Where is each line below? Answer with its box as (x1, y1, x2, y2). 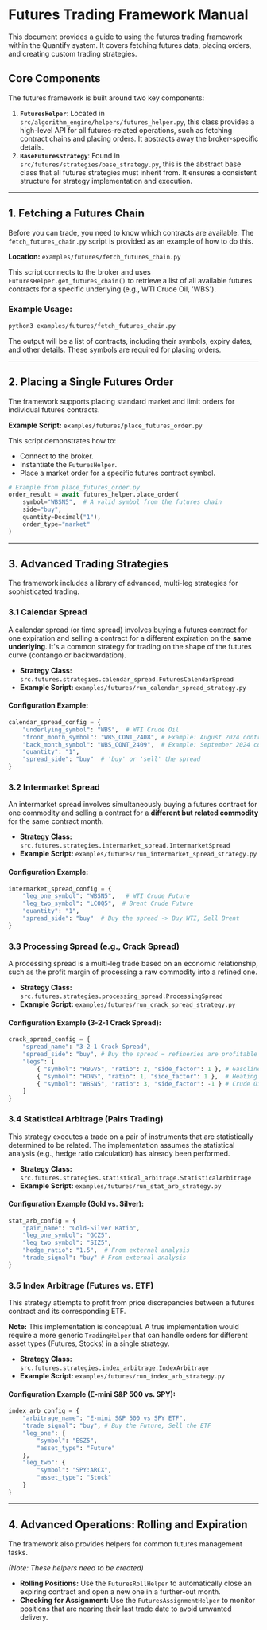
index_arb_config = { (8, 1407, 80, 1415)
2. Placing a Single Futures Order (8, 376, 174, 389)
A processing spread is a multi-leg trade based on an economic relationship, (8, 959, 258, 969)
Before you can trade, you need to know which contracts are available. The (8, 228, 254, 237)
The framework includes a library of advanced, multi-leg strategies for (8, 579, 238, 588)
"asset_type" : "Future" (37, 1444, 115, 1452)
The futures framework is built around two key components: (8, 93, 205, 103)
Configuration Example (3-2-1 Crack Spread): (8, 1017, 161, 1028)
